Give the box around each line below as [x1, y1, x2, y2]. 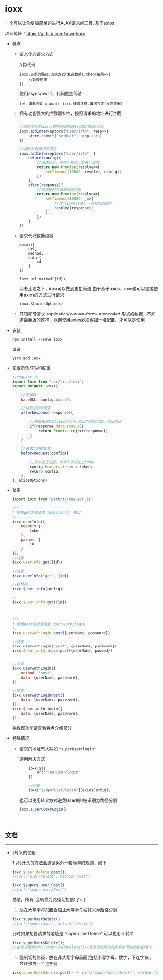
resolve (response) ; [54, 205, 94, 210]
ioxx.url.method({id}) [19, 277, 65, 281]
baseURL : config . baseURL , [21, 397, 74, 402]
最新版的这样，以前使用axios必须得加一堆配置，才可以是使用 [23, 317, 145, 323]
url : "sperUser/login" [36, 770, 81, 775]
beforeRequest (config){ [21, 451, 69, 455]
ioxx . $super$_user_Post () [12, 883, 65, 888]
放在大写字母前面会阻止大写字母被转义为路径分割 [19, 907, 117, 913]
